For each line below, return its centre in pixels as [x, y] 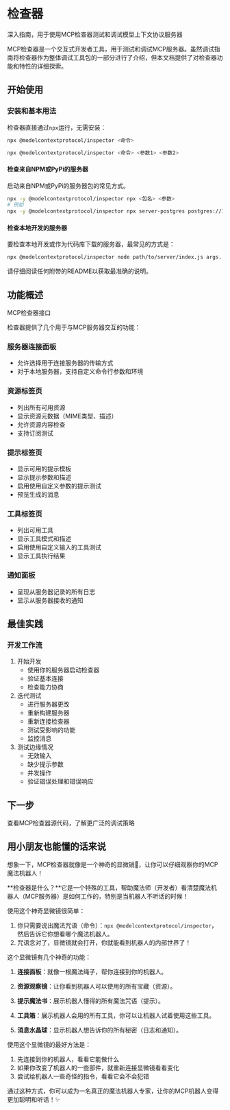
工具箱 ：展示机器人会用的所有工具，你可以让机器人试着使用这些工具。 [116, 1015]
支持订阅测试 [35, 433]
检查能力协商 [45, 687]
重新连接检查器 [48, 722]
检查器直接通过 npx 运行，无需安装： [57, 127]
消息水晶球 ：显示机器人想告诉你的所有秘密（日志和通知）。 [100, 1030]
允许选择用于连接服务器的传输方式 [65, 363]
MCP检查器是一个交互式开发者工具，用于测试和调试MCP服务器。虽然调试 [111, 49]
